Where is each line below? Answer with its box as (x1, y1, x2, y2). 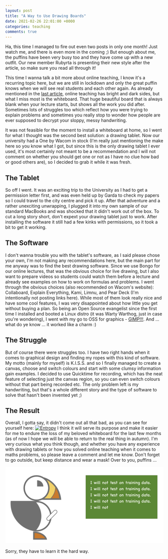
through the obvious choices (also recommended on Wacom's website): (5, 284, 154, 290)
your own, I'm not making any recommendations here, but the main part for (5, 257, 160, 263)
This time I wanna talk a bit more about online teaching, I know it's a (5, 75, 145, 81)
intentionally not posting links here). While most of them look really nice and (5, 295, 162, 301)
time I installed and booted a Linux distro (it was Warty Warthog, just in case (5, 311, 162, 317)
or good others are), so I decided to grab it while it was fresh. (5, 159, 132, 165)
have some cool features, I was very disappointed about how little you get (5, 300, 158, 306)
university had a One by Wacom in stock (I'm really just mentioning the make (5, 138, 163, 144)
